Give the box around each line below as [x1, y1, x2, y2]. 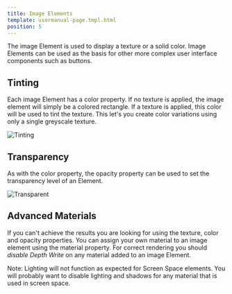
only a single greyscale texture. [7, 117, 97, 126]
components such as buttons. [7, 57, 92, 65]
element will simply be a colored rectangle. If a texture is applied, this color [7, 103, 222, 111]
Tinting [7, 77, 40, 89]
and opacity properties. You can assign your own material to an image [7, 236, 208, 244]
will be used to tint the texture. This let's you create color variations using [7, 110, 217, 119]
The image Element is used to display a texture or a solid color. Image [7, 42, 206, 51]
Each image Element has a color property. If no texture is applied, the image [7, 95, 224, 104]
